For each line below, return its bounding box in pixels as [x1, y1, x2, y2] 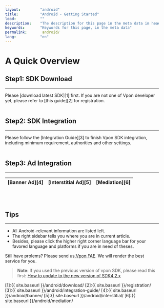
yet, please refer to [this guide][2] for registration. [5, 97, 105, 103]
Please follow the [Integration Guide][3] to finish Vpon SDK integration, [5, 134, 147, 140]
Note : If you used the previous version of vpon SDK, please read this [17, 267, 155, 274]
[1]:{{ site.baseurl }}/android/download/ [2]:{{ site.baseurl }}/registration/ [5, 282, 151, 288]
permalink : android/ [5, 30, 60, 35]
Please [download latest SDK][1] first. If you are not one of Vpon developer [5, 92, 155, 98]
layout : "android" [5, 7, 60, 12]
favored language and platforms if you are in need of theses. [12, 243, 134, 249]
